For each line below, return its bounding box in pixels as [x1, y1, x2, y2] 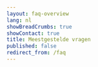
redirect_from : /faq [6, 50, 67, 57]
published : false [6, 43, 57, 50]
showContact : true [6, 29, 60, 37]
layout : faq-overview [6, 10, 70, 17]
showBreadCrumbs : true [6, 23, 72, 30]
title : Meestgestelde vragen [6, 36, 91, 43]
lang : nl [6, 17, 32, 24]
